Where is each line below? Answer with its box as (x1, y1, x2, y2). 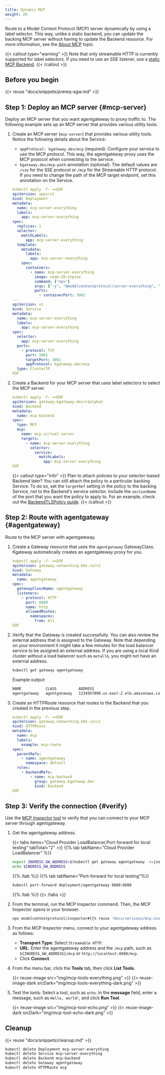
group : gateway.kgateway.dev (34, 779, 95, 784)
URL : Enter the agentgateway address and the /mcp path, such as (19, 945, 152, 951)
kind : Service (12, 306, 41, 312)
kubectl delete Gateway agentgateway (5, 1061, 83, 1066)
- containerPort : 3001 (38, 293, 86, 298)
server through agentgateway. (5, 820, 66, 826)
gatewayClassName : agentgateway (17, 586, 83, 591)
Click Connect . (19, 955, 51, 961)
